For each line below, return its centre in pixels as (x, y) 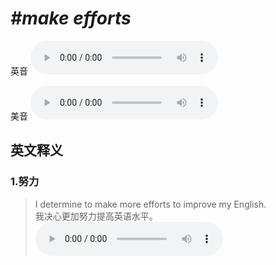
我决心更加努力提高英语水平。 (96, 216)
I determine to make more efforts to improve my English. (150, 204)
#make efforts (71, 18)
